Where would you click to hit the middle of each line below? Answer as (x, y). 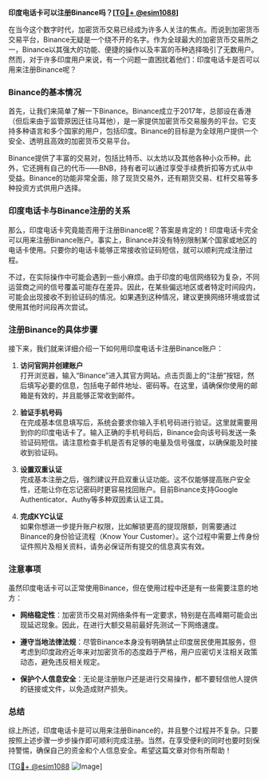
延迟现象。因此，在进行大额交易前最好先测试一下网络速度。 (125, 625)
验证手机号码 (41, 412)
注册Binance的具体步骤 (53, 330)
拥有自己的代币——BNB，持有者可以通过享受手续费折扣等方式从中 (144, 168)
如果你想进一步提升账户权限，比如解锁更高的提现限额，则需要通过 (128, 526)
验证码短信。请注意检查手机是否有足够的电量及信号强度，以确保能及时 (135, 442)
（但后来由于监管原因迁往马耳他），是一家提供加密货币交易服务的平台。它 (129, 121)
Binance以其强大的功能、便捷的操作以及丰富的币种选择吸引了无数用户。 (140, 50)
